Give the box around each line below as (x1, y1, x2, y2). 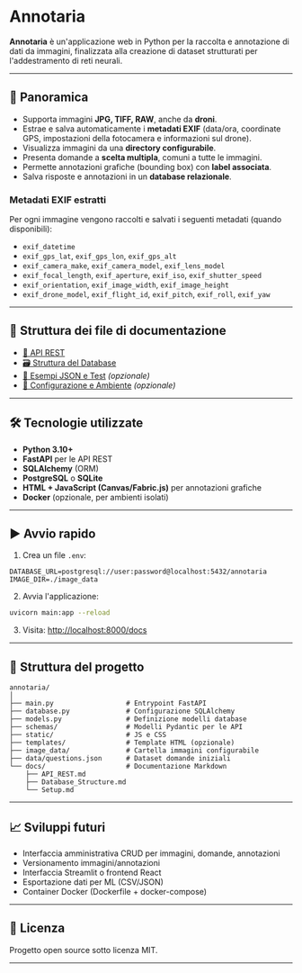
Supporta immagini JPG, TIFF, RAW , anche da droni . (22, 113, 218, 124)
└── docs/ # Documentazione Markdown (9, 762, 227, 771)
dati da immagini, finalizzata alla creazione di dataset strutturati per (9, 45, 258, 56)
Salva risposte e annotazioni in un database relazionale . (22, 171, 232, 182)
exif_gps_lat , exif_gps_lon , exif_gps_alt (22, 250, 177, 262)
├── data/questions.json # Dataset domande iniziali (9, 754, 231, 763)
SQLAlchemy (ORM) (22, 463, 99, 473)
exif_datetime (22, 243, 75, 252)
